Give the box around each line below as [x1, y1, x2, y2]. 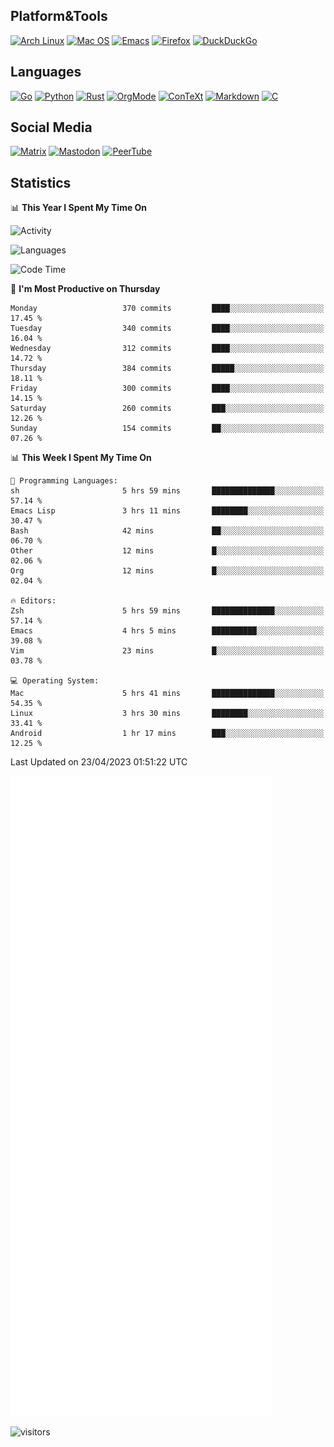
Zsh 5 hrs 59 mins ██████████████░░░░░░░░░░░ [10, 606, 325, 616]
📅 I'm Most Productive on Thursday [10, 283, 161, 295]
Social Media [10, 119, 93, 136]
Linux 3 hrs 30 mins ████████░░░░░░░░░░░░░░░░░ [10, 709, 325, 719]
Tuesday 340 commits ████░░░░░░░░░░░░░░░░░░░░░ [10, 324, 325, 334]
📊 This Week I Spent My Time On [10, 452, 152, 464]
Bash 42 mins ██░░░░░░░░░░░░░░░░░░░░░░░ [10, 526, 325, 536]
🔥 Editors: [10, 596, 57, 606]
